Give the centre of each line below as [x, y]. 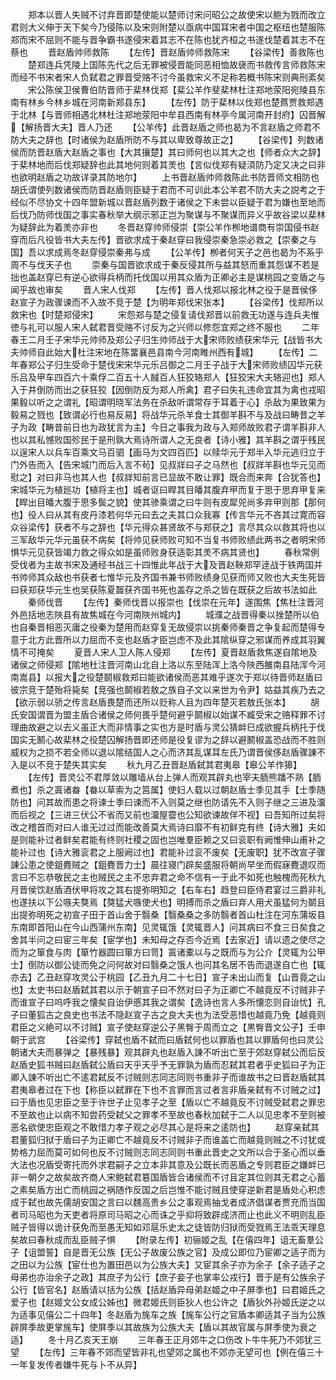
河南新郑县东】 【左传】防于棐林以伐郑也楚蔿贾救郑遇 [206, 102]
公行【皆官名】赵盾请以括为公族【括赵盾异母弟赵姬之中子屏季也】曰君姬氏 [163, 1289]
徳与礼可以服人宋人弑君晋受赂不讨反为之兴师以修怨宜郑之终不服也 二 [160, 327]
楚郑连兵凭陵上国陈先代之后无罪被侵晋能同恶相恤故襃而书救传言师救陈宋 [176, 64]
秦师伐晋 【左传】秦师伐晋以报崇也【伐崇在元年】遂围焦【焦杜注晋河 [175, 602]
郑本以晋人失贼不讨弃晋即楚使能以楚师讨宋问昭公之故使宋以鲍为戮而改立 [176, 14]
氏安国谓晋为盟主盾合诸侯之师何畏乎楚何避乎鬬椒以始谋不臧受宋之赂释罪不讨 [168, 714]
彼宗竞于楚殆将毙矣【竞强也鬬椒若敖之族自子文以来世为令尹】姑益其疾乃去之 [168, 689]
